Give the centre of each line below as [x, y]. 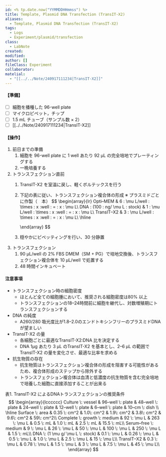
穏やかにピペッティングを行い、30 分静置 [62, 237]
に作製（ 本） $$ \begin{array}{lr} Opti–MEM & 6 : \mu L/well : [85, 202]
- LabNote [20, 47]
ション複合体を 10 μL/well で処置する [66, 260]
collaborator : [20, 70]
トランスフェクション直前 [38, 174]
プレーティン [146, 155]
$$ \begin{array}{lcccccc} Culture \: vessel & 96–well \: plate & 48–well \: [83, 402]
